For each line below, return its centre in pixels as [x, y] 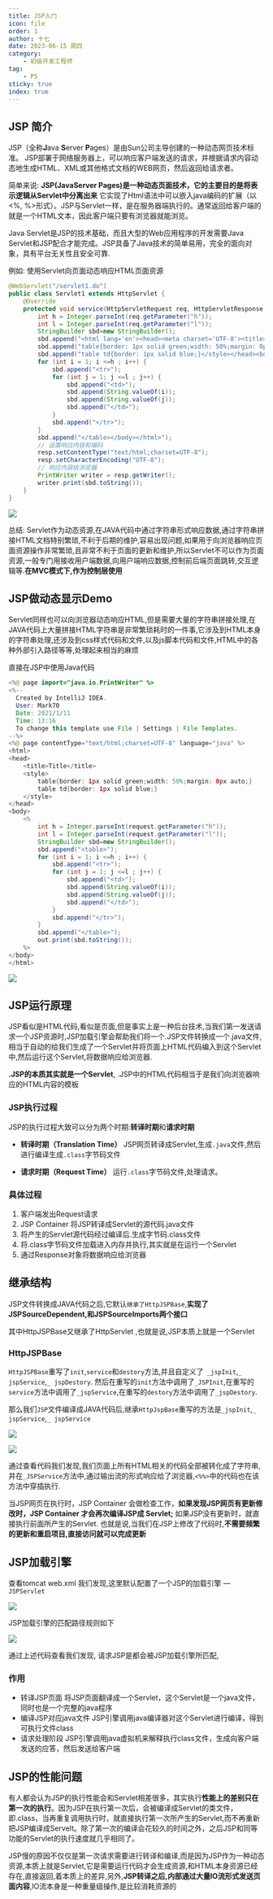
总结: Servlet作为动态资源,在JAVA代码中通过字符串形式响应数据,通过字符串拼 [136, 530]
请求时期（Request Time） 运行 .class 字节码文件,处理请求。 [121, 1172]
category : [25, 54]
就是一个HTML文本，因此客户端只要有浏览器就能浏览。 [101, 216]
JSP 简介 [30, 127]
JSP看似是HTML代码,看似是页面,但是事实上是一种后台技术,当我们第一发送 [132, 1027]
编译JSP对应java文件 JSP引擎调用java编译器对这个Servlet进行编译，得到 [142, 1718]
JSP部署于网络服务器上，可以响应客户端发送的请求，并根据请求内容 [138, 158]
